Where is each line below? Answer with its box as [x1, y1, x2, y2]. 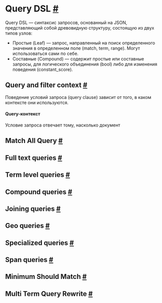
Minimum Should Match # [5, 272, 87, 281]
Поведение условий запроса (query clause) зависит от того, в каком [5, 94, 151, 100]
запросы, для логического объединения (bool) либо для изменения [12, 61, 157, 67]
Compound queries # [5, 187, 72, 196]
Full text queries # [5, 153, 62, 162]
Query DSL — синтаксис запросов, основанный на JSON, [5, 19, 127, 25]
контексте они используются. [5, 99, 69, 105]
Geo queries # [5, 221, 50, 230]
